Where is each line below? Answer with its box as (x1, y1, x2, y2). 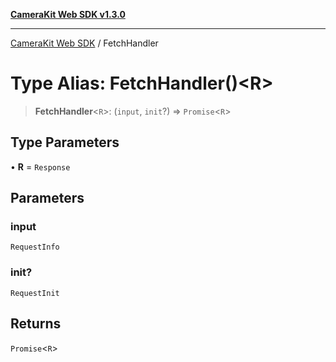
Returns (10, 315, 62, 333)
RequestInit (10, 288, 60, 298)
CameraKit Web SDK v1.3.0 (10, 9, 126, 20)
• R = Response (10, 160, 71, 173)
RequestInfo (10, 242, 60, 253)
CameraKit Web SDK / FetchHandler (10, 37, 159, 49)
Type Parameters (10, 134, 120, 151)
